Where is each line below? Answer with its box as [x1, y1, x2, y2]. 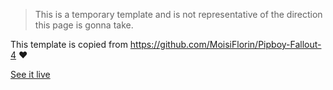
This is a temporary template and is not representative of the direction [34, 9, 323, 20]
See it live [10, 69, 51, 80]
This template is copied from [10, 39, 128, 50]
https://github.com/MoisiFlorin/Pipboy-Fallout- [129, 39, 322, 50]
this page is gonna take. [34, 19, 134, 31]
